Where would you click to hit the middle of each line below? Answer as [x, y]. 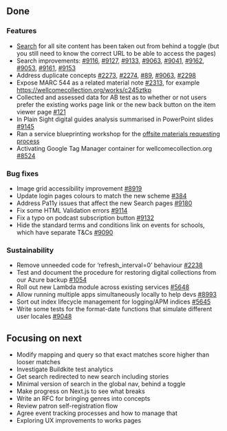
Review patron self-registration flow [67, 406]
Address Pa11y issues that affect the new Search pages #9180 [104, 203]
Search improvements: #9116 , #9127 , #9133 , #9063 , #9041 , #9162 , [110, 61]
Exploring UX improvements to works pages [79, 421]
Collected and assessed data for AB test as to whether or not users [111, 97]
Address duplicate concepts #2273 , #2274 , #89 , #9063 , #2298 [106, 75]
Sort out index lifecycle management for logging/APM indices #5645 [113, 302]
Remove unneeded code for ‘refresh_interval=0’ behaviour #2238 [109, 265]
